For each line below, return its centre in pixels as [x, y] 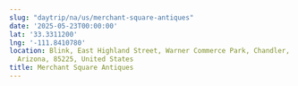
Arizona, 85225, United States [76, 59]
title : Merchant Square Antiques [72, 68]
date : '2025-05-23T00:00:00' [64, 26]
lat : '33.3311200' [43, 34]
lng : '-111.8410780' [48, 43]
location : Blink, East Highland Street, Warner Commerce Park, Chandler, [150, 51]
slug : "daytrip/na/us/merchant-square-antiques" [102, 17]
